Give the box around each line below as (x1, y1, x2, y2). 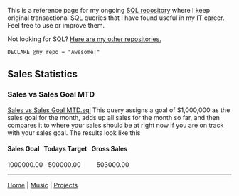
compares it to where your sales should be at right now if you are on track (7, 121, 224, 129)
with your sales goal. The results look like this (7, 128, 141, 137)
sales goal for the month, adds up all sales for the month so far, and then (7, 113, 221, 121)
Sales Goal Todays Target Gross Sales (7, 145, 128, 153)
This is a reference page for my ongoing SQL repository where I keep (7, 6, 211, 14)
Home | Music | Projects (7, 180, 78, 189)
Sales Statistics (7, 68, 78, 80)
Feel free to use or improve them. (7, 21, 105, 29)
